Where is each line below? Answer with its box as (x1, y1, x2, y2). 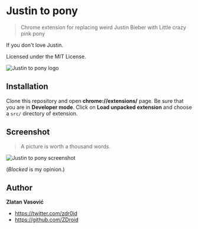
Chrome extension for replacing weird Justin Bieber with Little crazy (20, 24, 186, 31)
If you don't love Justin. (6, 41, 64, 49)
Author (6, 182, 33, 193)
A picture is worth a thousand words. (20, 143, 111, 150)
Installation (6, 82, 48, 92)
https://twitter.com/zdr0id (14, 210, 78, 217)
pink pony (20, 30, 46, 37)
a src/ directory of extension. (6, 109, 78, 117)
